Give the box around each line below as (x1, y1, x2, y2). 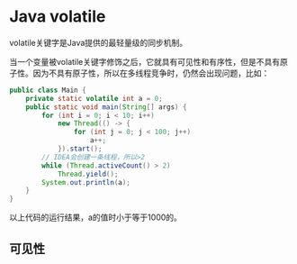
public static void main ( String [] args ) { (25, 102, 187, 112)
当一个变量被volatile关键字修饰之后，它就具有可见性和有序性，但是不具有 (9, 56, 281, 67)
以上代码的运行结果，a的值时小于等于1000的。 (9, 212, 183, 223)
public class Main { (9, 86, 87, 95)
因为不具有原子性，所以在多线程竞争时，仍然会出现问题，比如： (32, 68, 270, 78)
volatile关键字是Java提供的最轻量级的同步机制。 (9, 37, 188, 48)
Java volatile (9, 6, 106, 27)
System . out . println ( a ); (41, 178, 130, 187)
